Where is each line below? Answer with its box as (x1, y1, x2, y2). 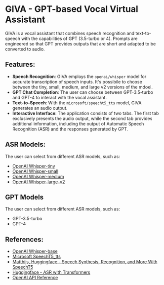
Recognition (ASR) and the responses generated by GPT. (12, 126, 128, 132)
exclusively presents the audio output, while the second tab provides (12, 115, 153, 122)
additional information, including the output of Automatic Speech (12, 121, 144, 126)
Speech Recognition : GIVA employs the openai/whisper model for (12, 73, 147, 80)
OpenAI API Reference (12, 275, 58, 281)
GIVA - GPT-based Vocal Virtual (5, 3, 138, 15)
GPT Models (5, 193, 44, 201)
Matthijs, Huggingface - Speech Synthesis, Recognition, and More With (12, 259, 158, 265)
